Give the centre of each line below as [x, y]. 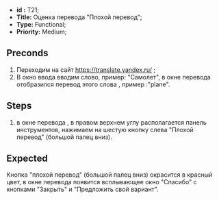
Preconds [27, 53]
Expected [27, 159]
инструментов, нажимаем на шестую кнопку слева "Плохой [105, 129]
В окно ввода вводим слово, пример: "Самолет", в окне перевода [114, 77]
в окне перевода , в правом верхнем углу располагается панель [111, 122]
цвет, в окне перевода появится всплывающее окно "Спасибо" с [102, 182]
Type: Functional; [41, 24]
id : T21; [27, 10]
